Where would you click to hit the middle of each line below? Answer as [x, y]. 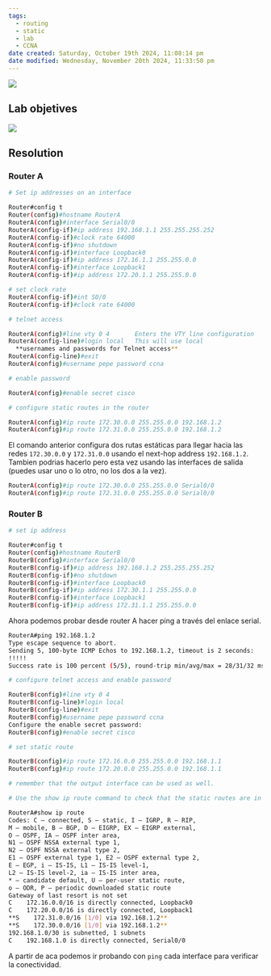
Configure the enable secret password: [75, 725]
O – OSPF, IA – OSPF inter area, [65, 835]
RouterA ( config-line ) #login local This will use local [106, 341]
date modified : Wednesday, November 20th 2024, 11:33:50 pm [112, 61]
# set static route [41, 747]
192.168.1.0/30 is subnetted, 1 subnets [77, 933]
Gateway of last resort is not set [68, 895]
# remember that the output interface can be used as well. [112, 784]
